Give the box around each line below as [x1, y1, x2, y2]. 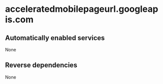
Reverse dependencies [5, 61, 77, 70]
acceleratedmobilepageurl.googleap [5, 3, 159, 15]
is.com [5, 14, 33, 25]
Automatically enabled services [5, 34, 105, 42]
